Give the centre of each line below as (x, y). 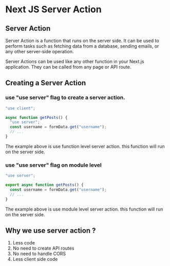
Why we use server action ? (51, 231)
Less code (24, 243)
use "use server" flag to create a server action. (65, 97)
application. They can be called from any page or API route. (68, 67)
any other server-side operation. (40, 52)
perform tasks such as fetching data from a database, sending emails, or (82, 46)
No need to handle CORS (39, 254)
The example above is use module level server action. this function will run (84, 209)
